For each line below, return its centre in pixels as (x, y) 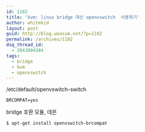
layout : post (22, 28)
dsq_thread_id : (25, 45)
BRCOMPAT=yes (22, 100)
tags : (13, 56)
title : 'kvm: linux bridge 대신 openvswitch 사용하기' (73, 17)
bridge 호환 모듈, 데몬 (31, 112)
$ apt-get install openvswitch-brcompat (57, 123)
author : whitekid (28, 23)
